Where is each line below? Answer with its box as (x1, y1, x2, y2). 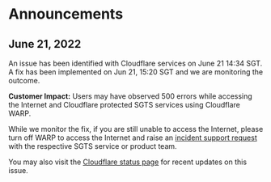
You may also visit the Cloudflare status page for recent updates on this (8, 157, 248, 167)
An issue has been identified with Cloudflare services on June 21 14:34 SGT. (8, 58, 263, 68)
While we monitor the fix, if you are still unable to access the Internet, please (8, 125, 264, 133)
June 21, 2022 (8, 37, 82, 51)
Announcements (8, 5, 124, 23)
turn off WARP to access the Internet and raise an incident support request (8, 133, 257, 142)
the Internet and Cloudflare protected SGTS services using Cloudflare (8, 100, 240, 109)
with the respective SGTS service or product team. (8, 142, 177, 150)
